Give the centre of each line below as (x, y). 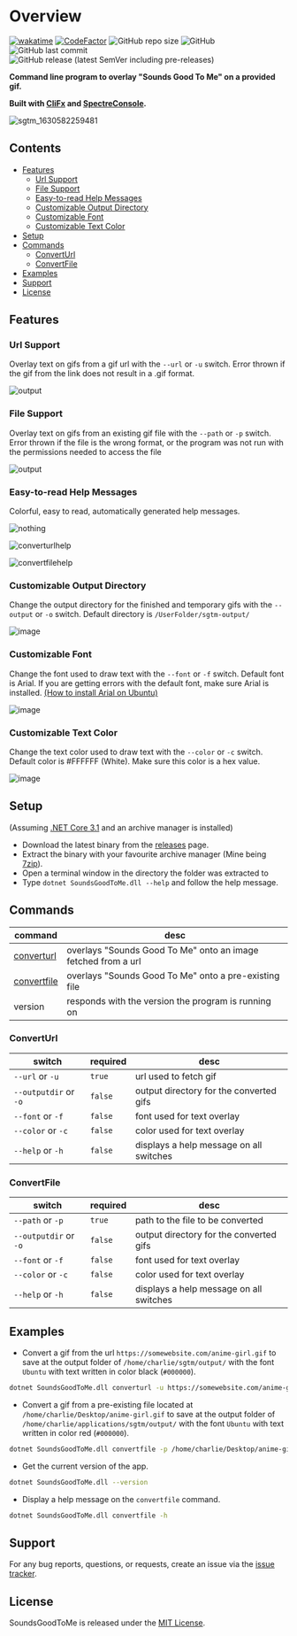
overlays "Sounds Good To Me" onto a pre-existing (173, 976)
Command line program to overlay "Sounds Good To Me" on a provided (142, 76)
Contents (35, 148)
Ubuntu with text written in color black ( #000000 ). (109, 1371)
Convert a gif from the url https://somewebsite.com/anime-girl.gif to (149, 1353)
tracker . (23, 1574)
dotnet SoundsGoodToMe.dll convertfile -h (88, 1516)
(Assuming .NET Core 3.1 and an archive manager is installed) (121, 827)
